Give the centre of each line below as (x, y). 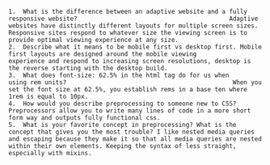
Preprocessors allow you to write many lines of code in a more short (130, 111)
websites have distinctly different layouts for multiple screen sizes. (133, 26)
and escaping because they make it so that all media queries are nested (135, 139)
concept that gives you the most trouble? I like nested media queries (131, 132)
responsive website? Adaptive (133, 19)
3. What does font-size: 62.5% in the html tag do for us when (119, 75)
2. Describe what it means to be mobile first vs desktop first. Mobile (135, 47)
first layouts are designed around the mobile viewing (103, 54)
